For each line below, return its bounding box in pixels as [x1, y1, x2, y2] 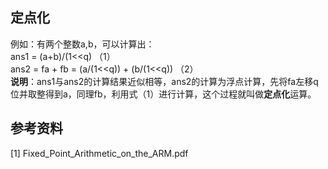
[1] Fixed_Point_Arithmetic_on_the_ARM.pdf [10, 147, 189, 159]
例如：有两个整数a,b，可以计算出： [10, 38, 155, 50]
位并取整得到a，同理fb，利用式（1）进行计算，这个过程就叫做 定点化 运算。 [10, 88, 317, 100]
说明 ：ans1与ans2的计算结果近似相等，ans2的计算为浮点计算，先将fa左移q [10, 75, 319, 87]
